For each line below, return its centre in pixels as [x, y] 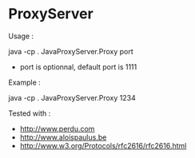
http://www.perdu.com [57, 128]
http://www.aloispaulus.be [63, 137]
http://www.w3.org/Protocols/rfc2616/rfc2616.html [103, 145]
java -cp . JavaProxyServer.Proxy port [71, 51]
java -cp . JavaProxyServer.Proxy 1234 [72, 97]
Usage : [21, 36]
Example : [25, 82]
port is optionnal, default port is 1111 [78, 67]
